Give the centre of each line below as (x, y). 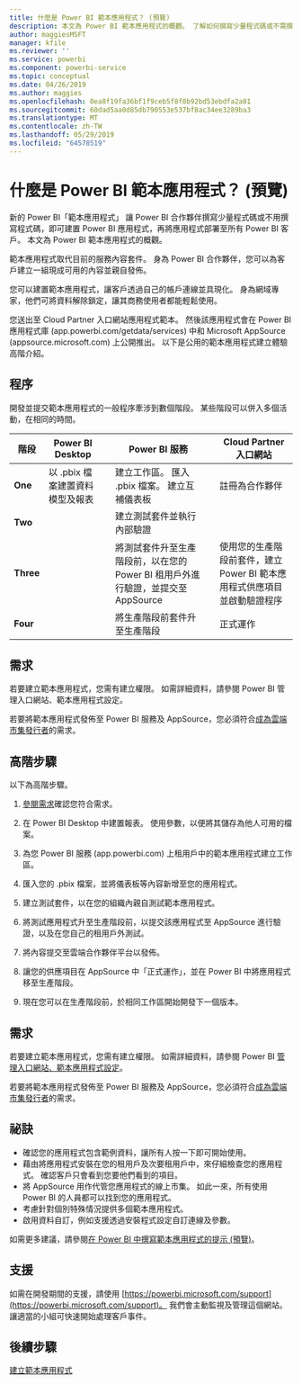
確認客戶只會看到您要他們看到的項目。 (111, 1174)
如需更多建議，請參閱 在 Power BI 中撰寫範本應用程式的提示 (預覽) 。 (134, 1239)
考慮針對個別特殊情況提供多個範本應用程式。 (105, 1209)
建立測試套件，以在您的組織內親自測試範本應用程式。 (121, 903)
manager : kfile (38, 43)
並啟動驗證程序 (251, 600)
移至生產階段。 (50, 983)
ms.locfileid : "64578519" (58, 143)
